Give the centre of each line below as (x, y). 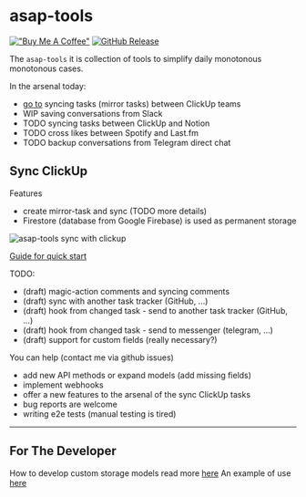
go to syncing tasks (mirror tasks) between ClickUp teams (132, 104)
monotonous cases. (46, 68)
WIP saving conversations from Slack (92, 113)
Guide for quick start (48, 255)
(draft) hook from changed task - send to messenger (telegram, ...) (148, 330)
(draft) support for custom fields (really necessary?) (120, 339)
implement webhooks (63, 385)
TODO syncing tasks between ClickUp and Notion (116, 123)
